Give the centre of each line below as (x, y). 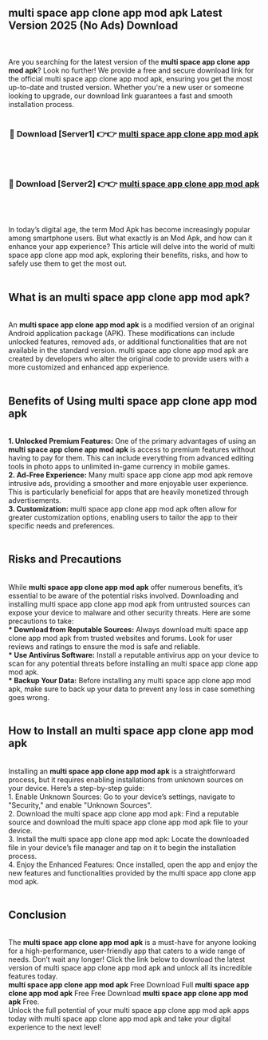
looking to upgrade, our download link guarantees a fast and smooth (121, 96)
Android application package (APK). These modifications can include (122, 334)
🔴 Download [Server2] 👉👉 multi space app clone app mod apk (134, 184)
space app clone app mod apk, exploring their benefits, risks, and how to (128, 255)
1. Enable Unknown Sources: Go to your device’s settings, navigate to (122, 797)
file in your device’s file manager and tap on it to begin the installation (122, 847)
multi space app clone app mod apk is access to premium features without (132, 449)
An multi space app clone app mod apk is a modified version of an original (132, 325)
